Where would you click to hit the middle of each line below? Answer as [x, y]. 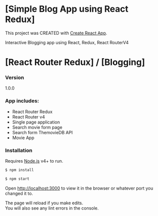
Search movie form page [37, 127]
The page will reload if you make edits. [44, 203]
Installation [19, 150]
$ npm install [20, 170]
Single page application [36, 122]
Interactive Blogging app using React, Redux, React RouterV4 [67, 42]
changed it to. [19, 193]
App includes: [22, 101]
